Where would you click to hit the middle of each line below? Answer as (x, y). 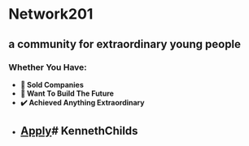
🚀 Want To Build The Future (67, 93)
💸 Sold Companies (52, 84)
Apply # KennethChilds (79, 131)
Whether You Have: (48, 67)
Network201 (51, 14)
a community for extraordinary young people (125, 44)
